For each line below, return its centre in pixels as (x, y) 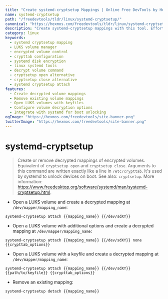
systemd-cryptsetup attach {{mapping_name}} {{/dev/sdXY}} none (73, 240)
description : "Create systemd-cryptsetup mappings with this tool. (77, 29)
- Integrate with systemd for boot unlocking (58, 112)
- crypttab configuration (37, 56)
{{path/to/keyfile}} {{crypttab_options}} (50, 273)
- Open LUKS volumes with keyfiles (47, 103)
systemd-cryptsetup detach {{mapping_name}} (52, 291)
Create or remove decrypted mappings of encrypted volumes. (81, 160)
